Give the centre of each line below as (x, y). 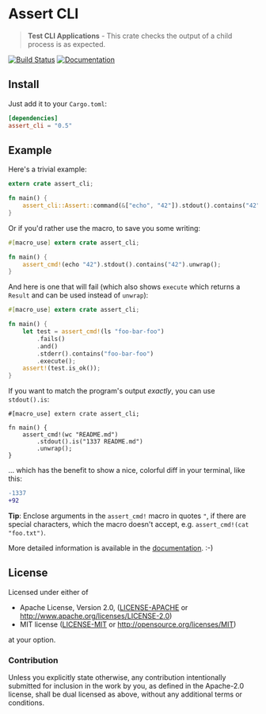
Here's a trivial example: (47, 169)
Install (24, 84)
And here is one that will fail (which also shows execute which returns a (124, 287)
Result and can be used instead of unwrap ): (78, 295)
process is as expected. (66, 44)
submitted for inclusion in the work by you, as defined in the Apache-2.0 (126, 686)
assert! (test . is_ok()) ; (62, 369)
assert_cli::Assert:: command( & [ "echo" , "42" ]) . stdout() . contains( (134, 206)
